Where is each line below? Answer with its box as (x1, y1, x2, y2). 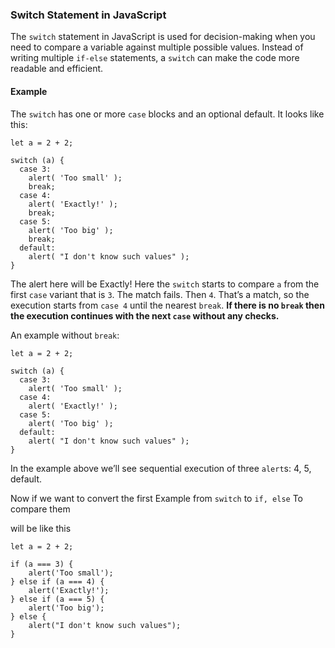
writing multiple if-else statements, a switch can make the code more (10, 52, 300, 64)
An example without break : (10, 329, 120, 341)
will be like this (10, 522, 72, 534)
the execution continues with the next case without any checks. (10, 309, 280, 322)
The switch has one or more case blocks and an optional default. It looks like (10, 108, 325, 120)
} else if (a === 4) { (10, 576, 105, 587)
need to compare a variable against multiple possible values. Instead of (10, 41, 304, 53)
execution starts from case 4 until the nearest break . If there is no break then (10, 299, 325, 311)
